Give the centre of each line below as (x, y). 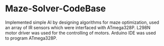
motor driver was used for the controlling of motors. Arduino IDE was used (81, 33)
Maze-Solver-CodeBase (55, 9)
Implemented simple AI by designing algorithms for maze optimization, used (82, 22)
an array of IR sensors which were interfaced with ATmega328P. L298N (78, 27)
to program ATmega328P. (31, 38)
